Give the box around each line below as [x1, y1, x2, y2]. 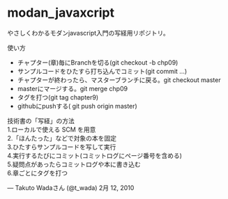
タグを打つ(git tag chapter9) [17, 93, 99, 102]
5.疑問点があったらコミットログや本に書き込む [7, 160, 141, 168]
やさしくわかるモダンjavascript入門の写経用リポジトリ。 [7, 29, 169, 37]
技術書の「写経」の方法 [7, 116, 75, 125]
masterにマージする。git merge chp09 [17, 84, 128, 93]
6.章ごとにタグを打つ [7, 168, 68, 177]
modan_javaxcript [7, 5, 115, 21]
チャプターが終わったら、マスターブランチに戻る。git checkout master [17, 75, 221, 84]
